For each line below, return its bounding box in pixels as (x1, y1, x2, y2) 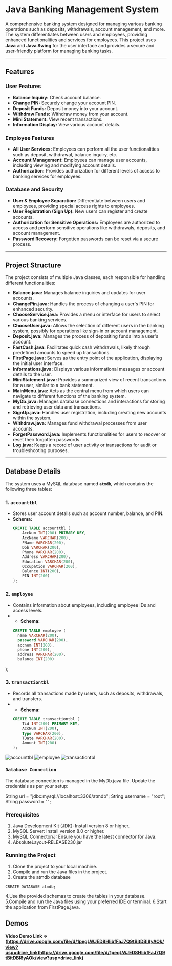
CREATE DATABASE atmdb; (5, 884, 56, 889)
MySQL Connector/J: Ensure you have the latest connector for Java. (12, 833, 157, 840)
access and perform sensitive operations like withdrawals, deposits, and (12, 225, 165, 231)
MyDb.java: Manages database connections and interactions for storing (12, 398, 165, 405)
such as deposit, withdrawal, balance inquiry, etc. (12, 151, 118, 157)
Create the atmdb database (12, 874, 71, 881)
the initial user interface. (12, 360, 64, 367)
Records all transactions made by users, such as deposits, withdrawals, (12, 690, 164, 697)
